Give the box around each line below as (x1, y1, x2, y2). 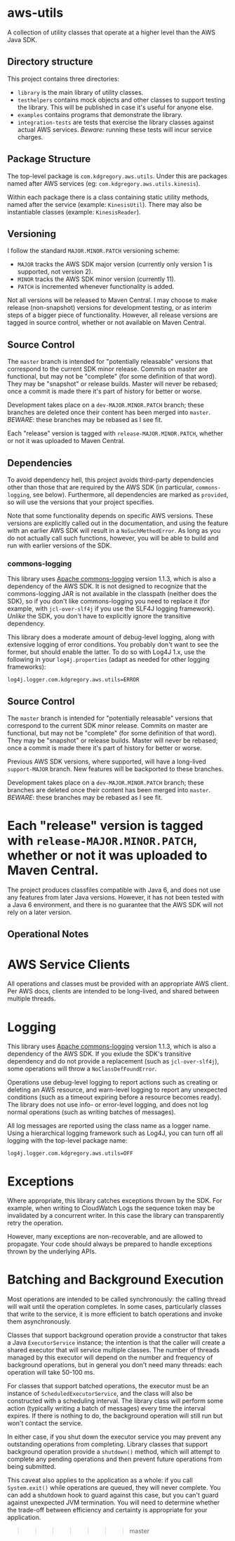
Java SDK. (7, 35, 37, 43)
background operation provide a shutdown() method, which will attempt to (7, 1448, 221, 1456)
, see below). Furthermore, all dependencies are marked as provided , (29, 491, 229, 498)
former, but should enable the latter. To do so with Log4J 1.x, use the (7, 648, 206, 656)
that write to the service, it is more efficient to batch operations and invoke (7, 1310, 223, 1319)
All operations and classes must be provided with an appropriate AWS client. (7, 979, 229, 988)
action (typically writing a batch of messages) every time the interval (7, 1404, 206, 1413)
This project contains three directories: (7, 74, 119, 83)
